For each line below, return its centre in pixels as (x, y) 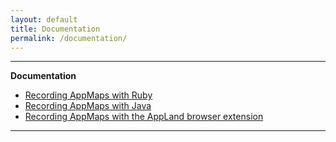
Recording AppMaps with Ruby (88, 95)
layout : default (44, 19)
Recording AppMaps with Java (88, 106)
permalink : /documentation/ (69, 38)
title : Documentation (55, 29)
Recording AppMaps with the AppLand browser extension (144, 117)
